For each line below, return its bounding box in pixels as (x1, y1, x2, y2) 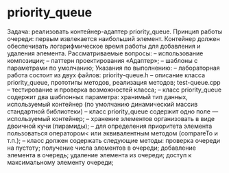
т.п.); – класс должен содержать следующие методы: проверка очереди (7, 136, 221, 144)
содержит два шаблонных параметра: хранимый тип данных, (7, 92, 189, 101)
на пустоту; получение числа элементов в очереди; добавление (7, 144, 197, 152)
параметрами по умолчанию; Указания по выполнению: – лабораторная (7, 64, 221, 72)
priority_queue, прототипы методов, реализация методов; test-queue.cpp (7, 78, 221, 86)
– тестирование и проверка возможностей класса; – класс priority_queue (7, 85, 221, 94)
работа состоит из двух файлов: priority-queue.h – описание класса (7, 70, 206, 79)
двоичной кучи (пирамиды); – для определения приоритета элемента (7, 122, 213, 130)
